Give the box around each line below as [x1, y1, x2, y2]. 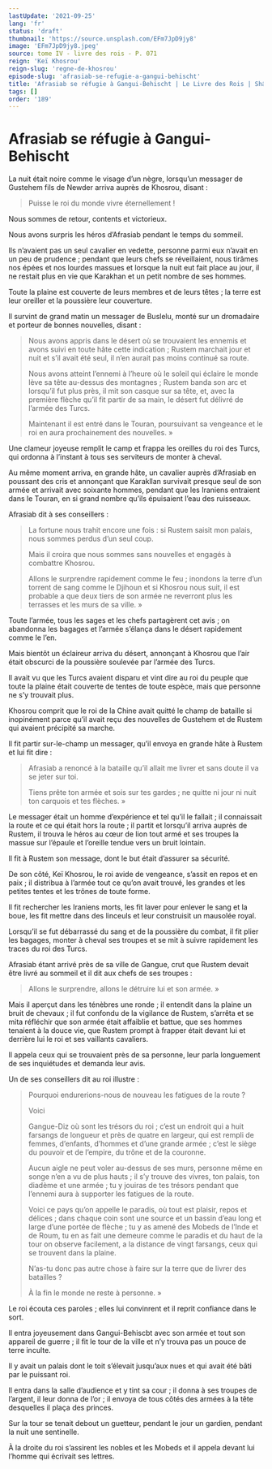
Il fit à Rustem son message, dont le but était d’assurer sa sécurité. [8, 853, 231, 863]
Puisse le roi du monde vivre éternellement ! [28, 198, 176, 208]
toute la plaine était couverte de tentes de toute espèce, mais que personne [8, 681, 261, 691]
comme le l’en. [8, 633, 57, 642]
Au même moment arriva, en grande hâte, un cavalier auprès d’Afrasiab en [8, 468, 257, 477]
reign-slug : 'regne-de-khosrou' [8, 65, 117, 73]
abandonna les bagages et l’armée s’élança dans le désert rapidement [8, 624, 243, 634]
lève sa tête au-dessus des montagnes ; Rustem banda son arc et [28, 378, 247, 387]
